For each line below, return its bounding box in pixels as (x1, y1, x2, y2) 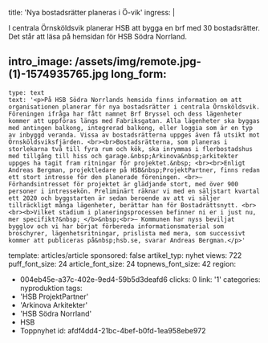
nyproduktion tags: (19, 283, 83, 292)
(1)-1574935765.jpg (8, 67, 109, 81)
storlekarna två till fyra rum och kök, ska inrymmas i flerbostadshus (8, 145, 253, 153)
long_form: (111, 67, 167, 81)
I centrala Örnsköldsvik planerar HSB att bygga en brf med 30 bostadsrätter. (8, 23, 261, 32)
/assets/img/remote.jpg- (75, 55, 202, 68)
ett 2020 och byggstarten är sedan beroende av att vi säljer (8, 194, 221, 202)
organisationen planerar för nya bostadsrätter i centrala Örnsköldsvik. (8, 103, 261, 111)
